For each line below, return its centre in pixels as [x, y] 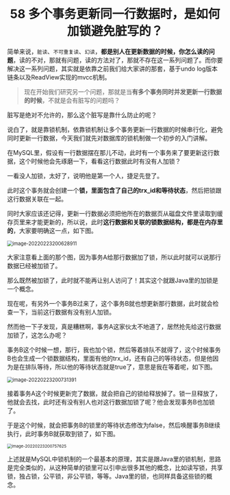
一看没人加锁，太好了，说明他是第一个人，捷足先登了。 [85, 176]
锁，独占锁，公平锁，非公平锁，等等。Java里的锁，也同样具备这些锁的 [107, 476]
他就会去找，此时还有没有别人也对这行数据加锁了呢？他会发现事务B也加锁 [111, 402]
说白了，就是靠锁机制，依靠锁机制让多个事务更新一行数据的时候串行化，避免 [115, 129]
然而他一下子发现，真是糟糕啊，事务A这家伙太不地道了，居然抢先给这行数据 [114, 326]
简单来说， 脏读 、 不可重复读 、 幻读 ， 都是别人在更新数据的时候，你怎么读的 [108, 51]
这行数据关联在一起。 [37, 199]
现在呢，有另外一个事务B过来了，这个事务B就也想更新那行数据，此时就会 [110, 303]
